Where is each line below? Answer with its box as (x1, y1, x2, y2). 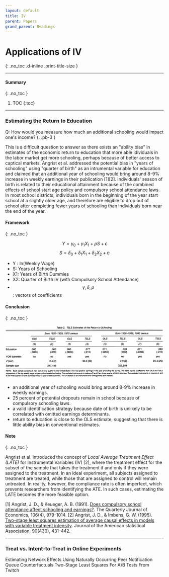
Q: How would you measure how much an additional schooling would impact (5, 129, 164, 135)
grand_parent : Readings (5, 24, 55, 29)
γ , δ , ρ (82, 284, 95, 290)
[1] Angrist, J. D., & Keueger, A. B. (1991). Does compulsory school (5, 501, 142, 507)
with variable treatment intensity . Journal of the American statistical (5, 522, 145, 528)
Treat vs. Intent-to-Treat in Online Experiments (5, 545, 122, 552)
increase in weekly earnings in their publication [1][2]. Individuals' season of (5, 176, 163, 182)
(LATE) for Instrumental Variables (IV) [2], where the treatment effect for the (5, 459, 162, 465)
